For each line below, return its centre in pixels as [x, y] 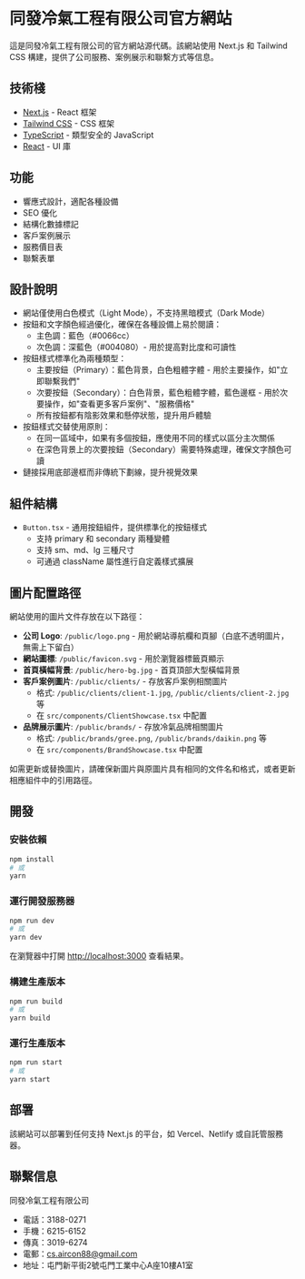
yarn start [30, 1080]
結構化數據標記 [50, 224]
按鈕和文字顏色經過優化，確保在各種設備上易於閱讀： [122, 325]
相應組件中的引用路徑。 [53, 780]
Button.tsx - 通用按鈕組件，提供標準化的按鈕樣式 [114, 528]
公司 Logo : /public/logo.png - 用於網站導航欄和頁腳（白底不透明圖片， [155, 636]
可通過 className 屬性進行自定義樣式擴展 [115, 561]
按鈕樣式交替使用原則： [66, 427]
